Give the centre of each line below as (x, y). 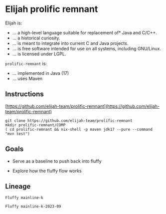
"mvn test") (17, 134)
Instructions (24, 94)
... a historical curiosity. (36, 38)
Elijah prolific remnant (52, 9)
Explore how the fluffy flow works (47, 171)
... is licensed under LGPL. (39, 54)
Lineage (18, 186)
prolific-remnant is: (26, 63)
